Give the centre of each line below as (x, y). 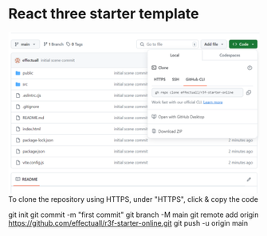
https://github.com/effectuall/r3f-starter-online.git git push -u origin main (128, 222)
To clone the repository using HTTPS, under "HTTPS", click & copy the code (133, 199)
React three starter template (104, 14)
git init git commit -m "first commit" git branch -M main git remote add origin (133, 215)
